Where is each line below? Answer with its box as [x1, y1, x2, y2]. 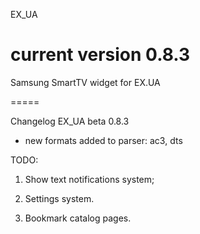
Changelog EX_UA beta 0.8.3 [10, 115, 130, 127]
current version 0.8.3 [10, 44, 191, 66]
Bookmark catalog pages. [24, 212, 132, 224]
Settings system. [24, 192, 95, 204]
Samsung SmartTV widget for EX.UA [10, 76, 161, 88]
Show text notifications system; [24, 173, 155, 185]
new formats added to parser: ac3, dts [24, 134, 183, 146]
